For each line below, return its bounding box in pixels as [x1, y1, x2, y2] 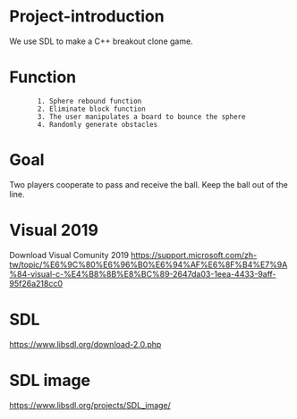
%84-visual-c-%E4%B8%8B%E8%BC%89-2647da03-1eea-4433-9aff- [9, 268, 276, 279]
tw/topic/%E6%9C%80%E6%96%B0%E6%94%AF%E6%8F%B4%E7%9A [9, 259, 288, 270]
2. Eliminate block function [37, 105, 146, 113]
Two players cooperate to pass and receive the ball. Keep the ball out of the [9, 179, 288, 189]
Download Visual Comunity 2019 [9, 249, 130, 260]
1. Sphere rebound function [37, 96, 142, 105]
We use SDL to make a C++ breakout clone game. [9, 36, 194, 46]
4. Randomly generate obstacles [37, 120, 158, 129]
